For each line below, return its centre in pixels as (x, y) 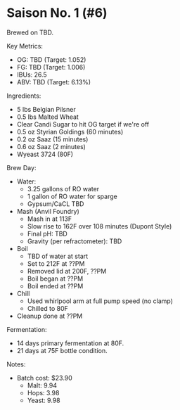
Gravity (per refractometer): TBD (75, 241)
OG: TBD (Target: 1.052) (51, 59)
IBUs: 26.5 (32, 75)
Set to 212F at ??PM (56, 263)
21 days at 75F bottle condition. (62, 350)
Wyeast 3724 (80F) (45, 154)
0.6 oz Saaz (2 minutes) (51, 146)
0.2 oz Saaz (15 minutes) (52, 139)
